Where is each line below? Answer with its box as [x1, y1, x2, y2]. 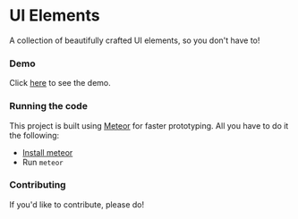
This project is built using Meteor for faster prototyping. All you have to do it [9, 120, 289, 131]
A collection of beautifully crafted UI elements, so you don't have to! [9, 35, 260, 46]
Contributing [9, 179, 66, 191]
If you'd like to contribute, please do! [9, 198, 145, 210]
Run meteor [21, 156, 64, 167]
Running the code [9, 100, 88, 113]
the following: [9, 130, 60, 140]
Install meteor [21, 147, 73, 157]
